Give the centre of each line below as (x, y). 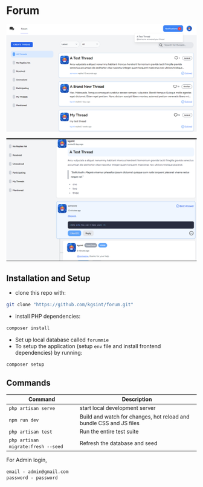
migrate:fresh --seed (36, 447)
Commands (29, 383)
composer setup (25, 364)
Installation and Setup (48, 278)
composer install (28, 328)
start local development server (118, 408)
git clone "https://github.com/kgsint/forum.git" (70, 305)
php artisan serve (32, 409)
